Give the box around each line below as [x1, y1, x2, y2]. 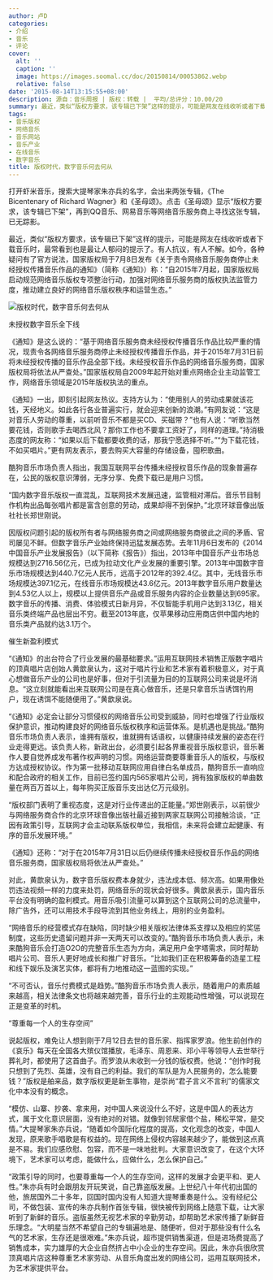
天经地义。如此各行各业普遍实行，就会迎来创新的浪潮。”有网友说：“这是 [22, 405, 261, 414]
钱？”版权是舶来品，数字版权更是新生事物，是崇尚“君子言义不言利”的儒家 [8, 1076, 253, 1086]
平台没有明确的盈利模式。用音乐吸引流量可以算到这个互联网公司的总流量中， [8, 896, 265, 905]
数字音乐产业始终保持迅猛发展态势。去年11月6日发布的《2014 [58, 538, 263, 548]
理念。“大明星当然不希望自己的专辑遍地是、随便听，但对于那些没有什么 [15, 1222, 254, 1232]
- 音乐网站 [8, 132, 41, 141]
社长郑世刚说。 [15, 510, 66, 520]
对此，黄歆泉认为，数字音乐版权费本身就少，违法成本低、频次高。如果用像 [8, 875, 258, 885]
